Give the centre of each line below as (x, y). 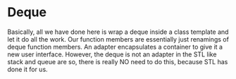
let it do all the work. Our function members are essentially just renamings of (118, 39)
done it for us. (27, 69)
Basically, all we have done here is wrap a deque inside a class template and (118, 32)
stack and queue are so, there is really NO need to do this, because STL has (118, 61)
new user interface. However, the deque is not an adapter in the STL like (112, 54)
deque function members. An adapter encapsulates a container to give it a (115, 47)
